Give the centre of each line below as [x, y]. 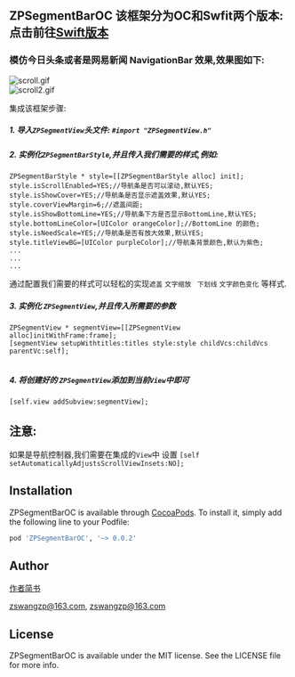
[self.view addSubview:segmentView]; [79, 402]
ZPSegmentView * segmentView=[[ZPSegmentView [95, 328]
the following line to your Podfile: [70, 522]
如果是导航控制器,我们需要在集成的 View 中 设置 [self [104, 454]
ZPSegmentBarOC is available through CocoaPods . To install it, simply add [146, 512]
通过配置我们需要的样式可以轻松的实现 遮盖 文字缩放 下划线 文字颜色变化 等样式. [148, 284]
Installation [41, 491]
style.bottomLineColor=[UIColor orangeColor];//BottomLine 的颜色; [135, 224]
